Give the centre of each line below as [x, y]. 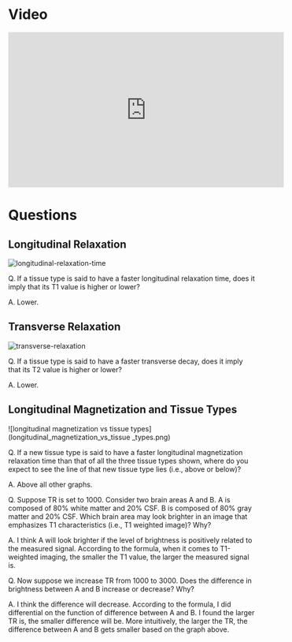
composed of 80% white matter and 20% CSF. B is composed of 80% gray [130, 508]
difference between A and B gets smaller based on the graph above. [119, 629]
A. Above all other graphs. [50, 484]
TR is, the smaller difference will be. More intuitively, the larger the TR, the [128, 621]
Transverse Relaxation [65, 327]
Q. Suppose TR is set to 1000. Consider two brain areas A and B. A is [119, 499]
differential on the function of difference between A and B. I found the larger [131, 612]
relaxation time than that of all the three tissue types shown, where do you [128, 461]
